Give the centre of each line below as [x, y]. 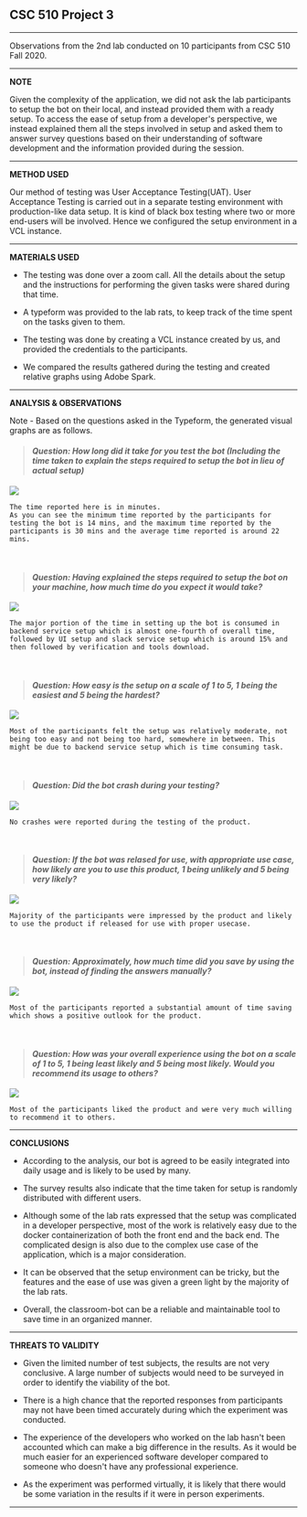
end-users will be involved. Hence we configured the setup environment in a [153, 221]
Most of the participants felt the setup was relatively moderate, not [148, 732]
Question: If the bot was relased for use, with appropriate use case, [163, 860]
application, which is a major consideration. [105, 1255]
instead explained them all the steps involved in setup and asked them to [146, 128]
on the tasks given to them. [74, 321]
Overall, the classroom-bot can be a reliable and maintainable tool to [151, 1309]
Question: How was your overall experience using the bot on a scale [164, 1053]
